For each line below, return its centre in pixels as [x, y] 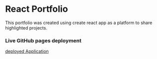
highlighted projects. [26, 28]
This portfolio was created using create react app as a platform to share [79, 23]
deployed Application [27, 51]
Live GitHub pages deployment [43, 40]
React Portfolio [37, 9]
